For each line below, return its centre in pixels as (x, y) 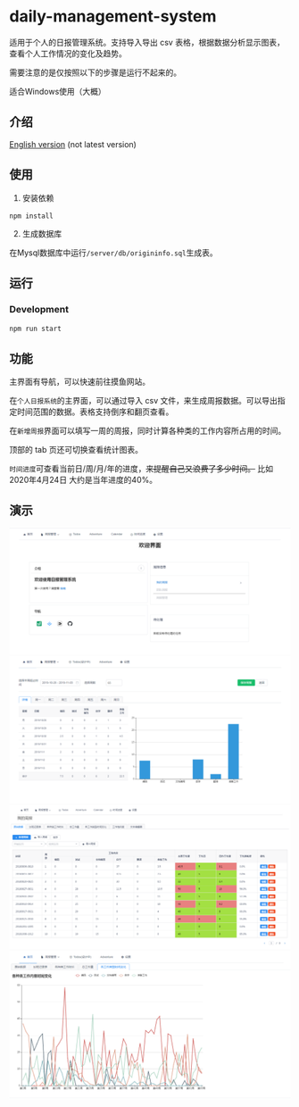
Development (39, 309)
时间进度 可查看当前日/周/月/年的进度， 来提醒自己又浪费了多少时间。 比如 (141, 469)
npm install (31, 216)
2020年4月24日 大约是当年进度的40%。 (83, 480)
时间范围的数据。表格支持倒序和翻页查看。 (95, 412)
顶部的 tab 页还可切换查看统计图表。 (76, 450)
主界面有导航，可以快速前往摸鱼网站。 (79, 382)
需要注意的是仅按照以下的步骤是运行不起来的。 (95, 72)
